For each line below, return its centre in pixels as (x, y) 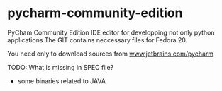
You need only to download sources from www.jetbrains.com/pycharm (111, 54)
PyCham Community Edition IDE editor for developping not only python (111, 32)
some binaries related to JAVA (62, 81)
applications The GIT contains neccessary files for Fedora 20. (98, 40)
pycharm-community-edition (95, 13)
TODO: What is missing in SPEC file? (61, 67)
